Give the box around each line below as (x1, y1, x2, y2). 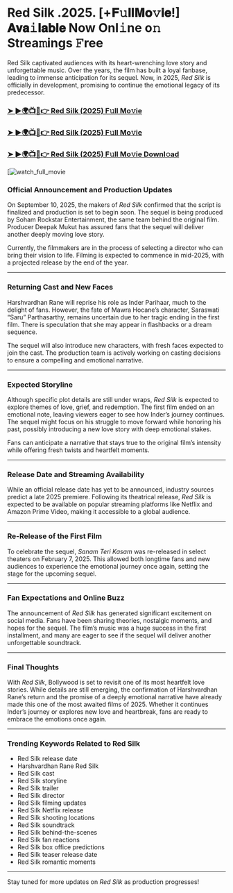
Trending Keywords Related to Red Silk (7, 739, 141, 749)
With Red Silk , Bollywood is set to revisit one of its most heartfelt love (7, 678, 205, 687)
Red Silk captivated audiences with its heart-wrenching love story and (7, 58, 207, 67)
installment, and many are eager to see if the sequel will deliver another (7, 631, 212, 640)
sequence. (7, 328, 38, 336)
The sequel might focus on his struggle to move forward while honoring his (7, 417, 222, 426)
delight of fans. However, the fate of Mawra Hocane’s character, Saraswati (7, 306, 220, 314)
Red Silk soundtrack (17, 821, 75, 829)
